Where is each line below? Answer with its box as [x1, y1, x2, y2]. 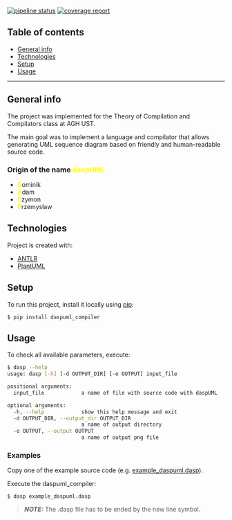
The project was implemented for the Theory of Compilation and [7, 111, 191, 120]
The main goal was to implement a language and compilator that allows [7, 132, 210, 141]
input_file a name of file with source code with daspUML [13, 389, 217, 396]
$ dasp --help [7, 364, 48, 371]
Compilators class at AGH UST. [7, 119, 95, 127]
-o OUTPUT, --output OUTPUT [13, 428, 95, 435]
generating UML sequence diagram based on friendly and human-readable [7, 140, 221, 148]
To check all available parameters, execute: [7, 350, 130, 359]
